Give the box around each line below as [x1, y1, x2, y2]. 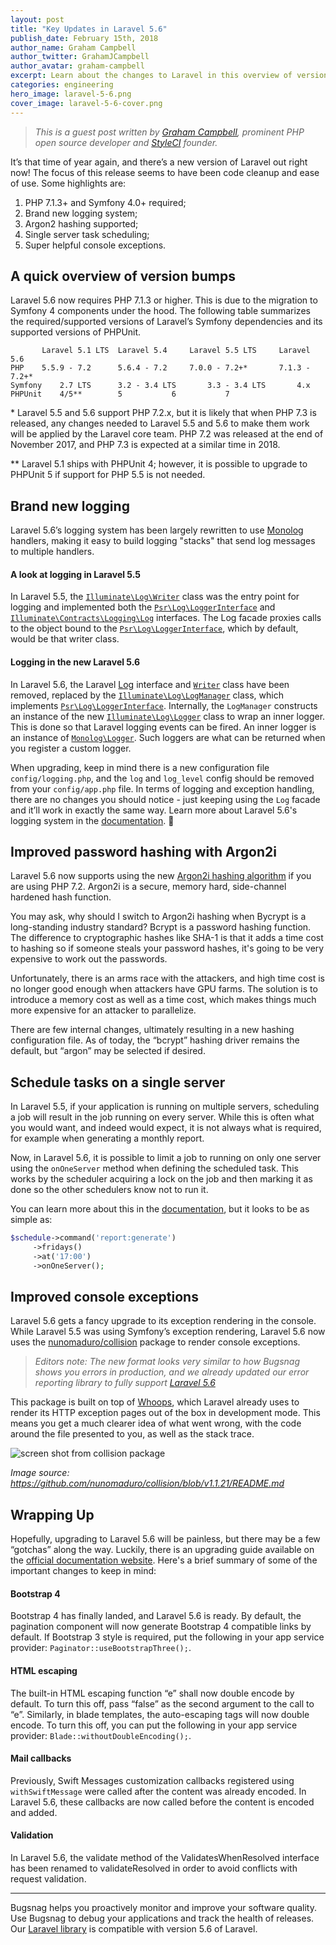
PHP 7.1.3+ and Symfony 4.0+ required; [24, 196, 187, 208]
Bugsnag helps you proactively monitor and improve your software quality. [10, 1902, 317, 1914]
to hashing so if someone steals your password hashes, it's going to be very [10, 942, 325, 955]
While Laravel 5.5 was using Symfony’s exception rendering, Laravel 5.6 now [10, 1326, 326, 1338]
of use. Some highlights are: [10, 177, 127, 189]
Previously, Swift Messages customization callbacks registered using [10, 1774, 295, 1786]
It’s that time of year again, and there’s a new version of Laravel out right [10, 156, 308, 168]
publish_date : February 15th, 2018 [10, 33, 159, 43]
